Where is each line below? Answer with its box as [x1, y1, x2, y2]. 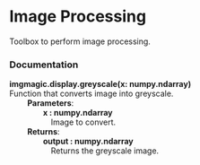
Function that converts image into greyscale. [9, 88, 174, 100]
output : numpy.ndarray [42, 136, 134, 147]
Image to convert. [50, 117, 117, 127]
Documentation [9, 58, 79, 71]
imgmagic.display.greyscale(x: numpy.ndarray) [9, 79, 191, 90]
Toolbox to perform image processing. [9, 36, 151, 47]
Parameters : [26, 98, 74, 109]
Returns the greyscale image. [50, 145, 160, 156]
